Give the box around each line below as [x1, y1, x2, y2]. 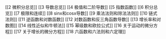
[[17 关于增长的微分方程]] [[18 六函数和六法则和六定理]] [14, 29, 126, 34]
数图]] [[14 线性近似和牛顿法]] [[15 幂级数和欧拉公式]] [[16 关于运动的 [5, 22, 145, 28]
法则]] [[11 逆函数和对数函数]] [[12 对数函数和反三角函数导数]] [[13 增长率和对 [5, 17, 161, 22]
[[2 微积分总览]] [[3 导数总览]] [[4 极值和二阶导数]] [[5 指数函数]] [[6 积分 [5, 4, 154, 10]
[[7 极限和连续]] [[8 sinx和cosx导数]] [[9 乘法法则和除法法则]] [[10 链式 [14, 10, 158, 16]
